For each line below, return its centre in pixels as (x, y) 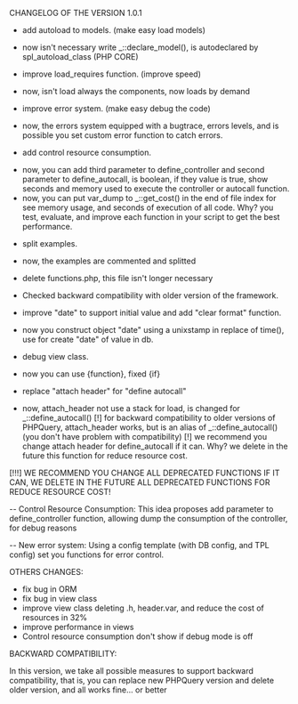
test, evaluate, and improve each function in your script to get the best (151, 217)
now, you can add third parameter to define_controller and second (143, 170)
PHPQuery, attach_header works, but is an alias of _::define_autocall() (150, 427)
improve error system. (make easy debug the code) (116, 109)
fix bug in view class (60, 599)
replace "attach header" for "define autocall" (104, 391)
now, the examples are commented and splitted (109, 261)
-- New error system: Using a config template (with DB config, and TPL (139, 545)
